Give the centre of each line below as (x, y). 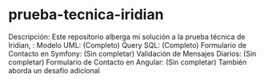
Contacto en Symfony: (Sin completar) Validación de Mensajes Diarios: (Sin (132, 53)
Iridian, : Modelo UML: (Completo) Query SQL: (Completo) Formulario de (127, 45)
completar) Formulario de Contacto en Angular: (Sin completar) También (128, 62)
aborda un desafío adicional (54, 70)
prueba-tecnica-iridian (86, 15)
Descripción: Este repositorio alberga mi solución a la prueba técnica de (127, 37)
